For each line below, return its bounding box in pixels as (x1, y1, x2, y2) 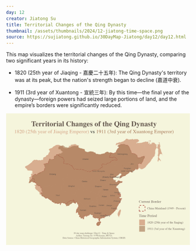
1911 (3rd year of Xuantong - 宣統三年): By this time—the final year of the (14, 89, 190, 96)
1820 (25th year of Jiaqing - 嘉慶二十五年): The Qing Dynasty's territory (14, 69, 187, 76)
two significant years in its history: (6, 57, 89, 64)
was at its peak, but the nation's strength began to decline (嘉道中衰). (14, 77, 182, 84)
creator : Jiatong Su (6, 15, 57, 22)
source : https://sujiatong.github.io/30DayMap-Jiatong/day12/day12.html (6, 34, 187, 40)
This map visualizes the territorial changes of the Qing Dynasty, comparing (6, 51, 186, 58)
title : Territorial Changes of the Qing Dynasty (6, 22, 127, 27)
